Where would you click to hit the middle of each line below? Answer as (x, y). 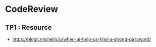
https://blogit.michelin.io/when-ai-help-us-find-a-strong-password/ (81, 39)
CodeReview (32, 9)
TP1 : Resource (28, 27)
